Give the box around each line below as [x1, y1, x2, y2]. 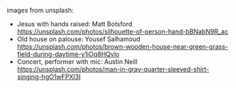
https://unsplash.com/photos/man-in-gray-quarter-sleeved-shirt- [16, 65, 210, 73]
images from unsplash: [6, 6, 74, 14]
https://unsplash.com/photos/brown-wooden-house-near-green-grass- [16, 43, 229, 50]
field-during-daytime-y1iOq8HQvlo [16, 50, 120, 58]
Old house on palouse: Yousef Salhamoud [16, 35, 140, 43]
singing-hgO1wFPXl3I [16, 72, 81, 81]
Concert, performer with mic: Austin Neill [16, 57, 138, 66]
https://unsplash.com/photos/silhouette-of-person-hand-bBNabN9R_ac [16, 28, 229, 35]
